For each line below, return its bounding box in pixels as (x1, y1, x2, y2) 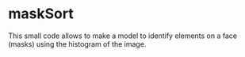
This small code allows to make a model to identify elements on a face (8, 31, 238, 40)
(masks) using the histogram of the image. (8, 39, 147, 48)
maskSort (8, 5, 74, 23)
